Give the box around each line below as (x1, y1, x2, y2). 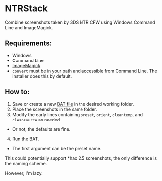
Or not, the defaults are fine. (12, 126, 71, 132)
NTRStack (5, 3, 48, 14)
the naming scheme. (5, 160, 47, 166)
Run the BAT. (12, 136, 39, 142)
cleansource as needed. (12, 117, 61, 122)
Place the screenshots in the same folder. (12, 106, 97, 112)
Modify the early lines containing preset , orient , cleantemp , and (12, 111, 143, 117)
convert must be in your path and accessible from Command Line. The (12, 68, 158, 74)
